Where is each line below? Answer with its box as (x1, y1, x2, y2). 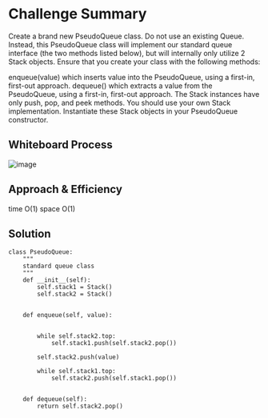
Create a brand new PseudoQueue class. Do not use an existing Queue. (8, 31, 245, 41)
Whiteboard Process (8, 138, 114, 152)
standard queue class (22, 262, 94, 271)
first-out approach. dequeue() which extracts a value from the (8, 81, 213, 90)
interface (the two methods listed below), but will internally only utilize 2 (8, 48, 246, 58)
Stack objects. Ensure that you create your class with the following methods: (8, 57, 261, 66)
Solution (8, 227, 51, 240)
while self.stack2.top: (37, 332, 116, 340)
